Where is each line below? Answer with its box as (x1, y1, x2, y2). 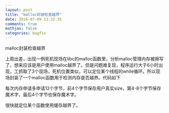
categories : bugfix (5, 31, 46, 36)
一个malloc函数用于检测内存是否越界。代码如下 (22, 75, 121, 80)
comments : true (5, 21, 37, 27)
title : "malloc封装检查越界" (5, 12, 62, 17)
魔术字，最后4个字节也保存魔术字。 (5, 91, 79, 97)
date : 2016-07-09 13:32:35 (5, 17, 62, 22)
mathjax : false (5, 26, 37, 31)
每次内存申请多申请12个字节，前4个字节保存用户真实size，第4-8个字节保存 (5, 85, 161, 91)
